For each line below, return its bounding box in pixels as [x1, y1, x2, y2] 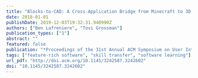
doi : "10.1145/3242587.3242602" [6, 63, 85, 69]
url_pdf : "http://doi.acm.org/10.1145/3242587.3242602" [6, 57, 146, 63]
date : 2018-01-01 [6, 14, 49, 20]
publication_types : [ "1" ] [6, 30, 70, 36]
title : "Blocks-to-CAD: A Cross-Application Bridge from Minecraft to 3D [6, 8, 192, 15]
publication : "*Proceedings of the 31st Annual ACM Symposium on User [6, 47, 183, 53]
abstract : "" [6, 36, 38, 42]
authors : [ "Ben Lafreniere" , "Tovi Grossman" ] [6, 25, 123, 31]
